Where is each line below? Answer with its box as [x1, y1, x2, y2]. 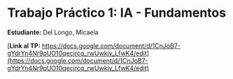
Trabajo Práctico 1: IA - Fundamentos [7, 5, 226, 21]
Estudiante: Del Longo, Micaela [7, 28, 99, 36]
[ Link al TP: [7, 41, 41, 50]
